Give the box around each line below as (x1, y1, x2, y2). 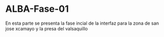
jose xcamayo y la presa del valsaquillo (5, 25, 88, 31)
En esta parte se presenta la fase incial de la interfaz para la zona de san (5, 20, 159, 26)
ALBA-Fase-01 (5, 3, 69, 15)
